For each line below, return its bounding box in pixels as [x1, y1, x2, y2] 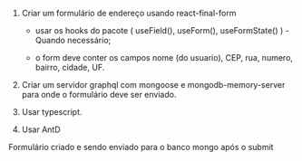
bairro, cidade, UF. [34, 62, 105, 72]
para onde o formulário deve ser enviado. [21, 90, 177, 99]
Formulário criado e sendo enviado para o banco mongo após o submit [8, 142, 274, 152]
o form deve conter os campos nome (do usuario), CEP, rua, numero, [34, 52, 294, 62]
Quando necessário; [34, 35, 112, 45]
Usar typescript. [21, 107, 83, 117]
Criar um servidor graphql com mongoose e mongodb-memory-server [21, 80, 286, 90]
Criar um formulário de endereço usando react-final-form [21, 8, 237, 18]
